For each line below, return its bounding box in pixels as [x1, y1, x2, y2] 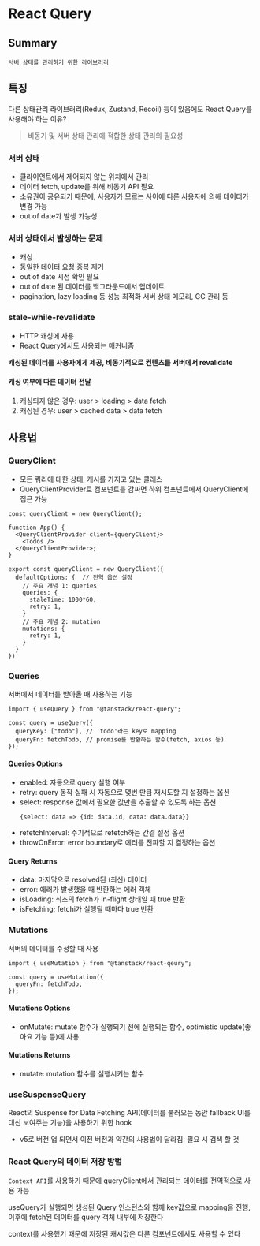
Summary [8, 36, 58, 50]
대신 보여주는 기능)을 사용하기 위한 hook [8, 1117, 132, 1128]
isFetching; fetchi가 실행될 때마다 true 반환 [19, 905, 154, 914]
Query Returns [8, 856, 58, 866]
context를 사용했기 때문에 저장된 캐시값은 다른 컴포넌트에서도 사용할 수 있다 [8, 1229, 241, 1238]
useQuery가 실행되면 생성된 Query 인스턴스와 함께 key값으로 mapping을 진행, [8, 1202, 251, 1211]
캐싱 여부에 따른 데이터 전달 [8, 377, 91, 386]
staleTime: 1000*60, [28, 595, 97, 603]
